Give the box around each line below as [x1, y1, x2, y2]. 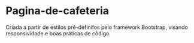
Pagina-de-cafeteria [5, 4, 109, 18]
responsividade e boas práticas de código [5, 29, 110, 37]
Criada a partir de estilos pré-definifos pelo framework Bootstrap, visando [5, 24, 188, 31]
